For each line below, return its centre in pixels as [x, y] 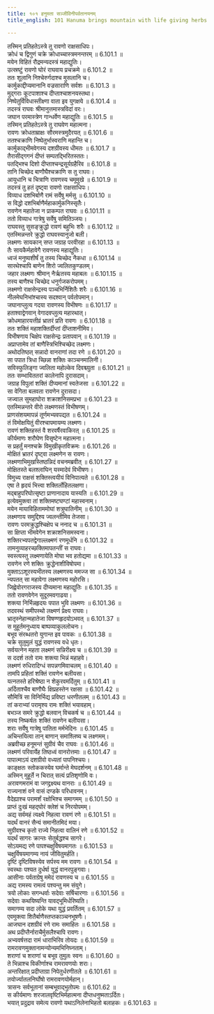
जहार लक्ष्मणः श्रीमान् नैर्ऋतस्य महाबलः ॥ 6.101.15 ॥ [64, 273]
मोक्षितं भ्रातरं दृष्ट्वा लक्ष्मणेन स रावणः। [48, 454]
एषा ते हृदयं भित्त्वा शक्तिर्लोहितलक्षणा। [48, 485]
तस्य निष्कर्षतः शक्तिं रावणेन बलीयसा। [48, 720]
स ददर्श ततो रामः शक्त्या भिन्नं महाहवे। [48, 658]
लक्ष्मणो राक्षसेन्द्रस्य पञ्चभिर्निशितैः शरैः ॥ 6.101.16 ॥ [64, 289]
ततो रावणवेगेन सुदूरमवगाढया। [40, 595]
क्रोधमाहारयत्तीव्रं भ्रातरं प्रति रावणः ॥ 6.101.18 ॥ [59, 321]
